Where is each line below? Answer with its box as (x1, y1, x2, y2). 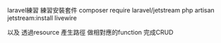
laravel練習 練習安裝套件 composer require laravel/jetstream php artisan (7, 6, 215, 14)
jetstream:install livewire (7, 14, 77, 22)
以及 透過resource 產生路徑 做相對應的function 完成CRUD (7, 28, 174, 36)
